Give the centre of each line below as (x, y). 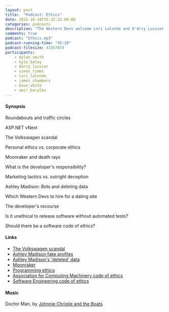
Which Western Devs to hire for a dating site (51, 196)
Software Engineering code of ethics (51, 281)
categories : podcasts (28, 24)
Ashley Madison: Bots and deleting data (47, 186)
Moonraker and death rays (33, 157)
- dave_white (28, 85)
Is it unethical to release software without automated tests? (67, 216)
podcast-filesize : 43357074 (35, 48)
